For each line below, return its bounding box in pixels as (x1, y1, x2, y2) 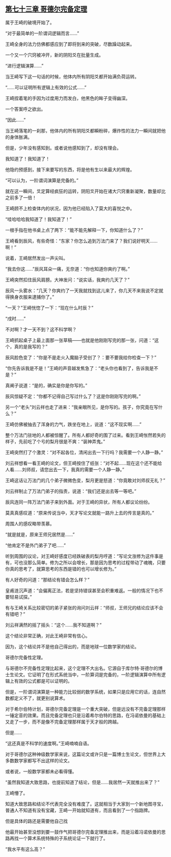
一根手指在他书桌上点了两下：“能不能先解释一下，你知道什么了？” (5, 227, 144, 233)
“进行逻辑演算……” (5, 63, 44, 69)
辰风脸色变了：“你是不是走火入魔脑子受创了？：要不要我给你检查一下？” (5, 354, 157, 360)
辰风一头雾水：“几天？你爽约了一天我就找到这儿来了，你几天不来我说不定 (5, 287, 159, 293)
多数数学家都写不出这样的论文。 (5, 757, 72, 763)
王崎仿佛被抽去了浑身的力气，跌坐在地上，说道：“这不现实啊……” (5, 421, 141, 427)
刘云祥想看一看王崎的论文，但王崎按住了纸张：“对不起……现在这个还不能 (5, 460, 158, 466)
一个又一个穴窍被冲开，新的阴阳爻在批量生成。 (5, 51, 103, 58)
